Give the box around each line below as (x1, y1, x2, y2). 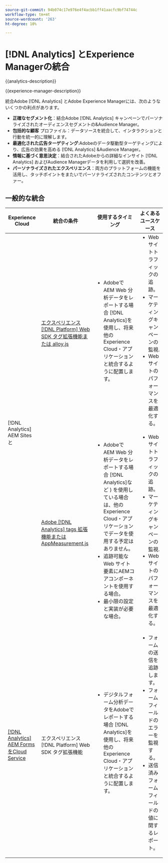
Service (7, 755, 26, 761)
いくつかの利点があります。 (5, 105, 62, 111)
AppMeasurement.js (41, 540, 89, 546)
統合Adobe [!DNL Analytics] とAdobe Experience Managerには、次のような (5, 98, 161, 104)
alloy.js (52, 341, 69, 347)
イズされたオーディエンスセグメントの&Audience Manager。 (16, 121, 142, 128)
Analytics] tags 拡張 (41, 526, 88, 532)
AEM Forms (7, 741, 35, 748)
